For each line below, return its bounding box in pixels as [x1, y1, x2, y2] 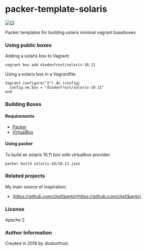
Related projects [5, 172, 45, 179]
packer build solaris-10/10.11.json [5, 161, 80, 166]
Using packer [5, 140, 33, 146]
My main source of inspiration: [5, 184, 67, 190]
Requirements [5, 113, 35, 119]
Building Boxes [5, 101, 42, 108]
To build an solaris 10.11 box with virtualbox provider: [5, 152, 111, 158]
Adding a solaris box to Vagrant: [5, 53, 70, 59]
